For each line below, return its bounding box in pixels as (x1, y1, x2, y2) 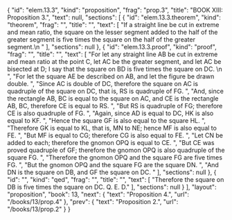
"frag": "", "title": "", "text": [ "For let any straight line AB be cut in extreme (7, 50, 218, 58)
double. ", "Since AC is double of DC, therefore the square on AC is (7, 80, 199, 87)
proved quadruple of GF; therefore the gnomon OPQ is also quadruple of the (7, 146, 225, 154)
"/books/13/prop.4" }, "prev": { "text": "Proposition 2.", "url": (7, 198, 179, 205)
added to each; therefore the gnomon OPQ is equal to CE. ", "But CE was (7, 139, 215, 146)
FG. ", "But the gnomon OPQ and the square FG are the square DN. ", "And (7, 161, 220, 169)
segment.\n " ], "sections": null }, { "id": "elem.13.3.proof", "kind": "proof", (7, 43, 217, 51)
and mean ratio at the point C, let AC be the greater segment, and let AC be (7, 58, 222, 65)
